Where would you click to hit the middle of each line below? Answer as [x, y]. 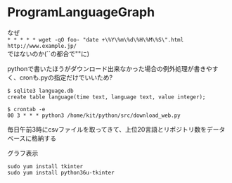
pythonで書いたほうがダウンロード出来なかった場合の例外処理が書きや [110, 68]
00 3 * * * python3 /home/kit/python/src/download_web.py [94, 115]
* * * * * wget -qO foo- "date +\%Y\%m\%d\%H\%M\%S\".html [96, 39]
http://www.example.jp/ [42, 46]
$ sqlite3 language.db [40, 91]
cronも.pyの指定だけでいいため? [66, 77]
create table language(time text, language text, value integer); [107, 97]
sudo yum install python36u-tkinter [61, 172]
